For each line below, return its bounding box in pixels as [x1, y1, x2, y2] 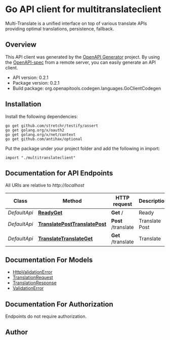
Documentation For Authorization [5, 300, 113, 309]
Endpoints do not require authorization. [5, 313, 87, 319]
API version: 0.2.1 [12, 74, 49, 81]
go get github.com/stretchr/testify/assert [5, 123, 99, 128]
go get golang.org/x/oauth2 [5, 128, 65, 133]
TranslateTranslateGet [37, 235, 93, 242]
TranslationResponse [12, 280, 57, 286]
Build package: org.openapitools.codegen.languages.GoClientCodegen [12, 85, 161, 91]
